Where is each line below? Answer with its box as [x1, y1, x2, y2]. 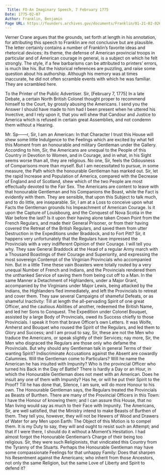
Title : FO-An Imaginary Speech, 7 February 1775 [7, 7, 109, 12]
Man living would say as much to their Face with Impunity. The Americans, [5, 403, 156, 409]
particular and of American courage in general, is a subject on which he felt [5, 55, 158, 61]
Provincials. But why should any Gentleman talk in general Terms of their [5, 345, 152, 351]
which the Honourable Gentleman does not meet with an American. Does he [5, 371, 159, 377]
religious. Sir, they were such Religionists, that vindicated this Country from [5, 439, 157, 445]
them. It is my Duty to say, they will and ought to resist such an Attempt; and [5, 423, 159, 429]
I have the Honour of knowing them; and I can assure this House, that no [5, 397, 152, 403]
